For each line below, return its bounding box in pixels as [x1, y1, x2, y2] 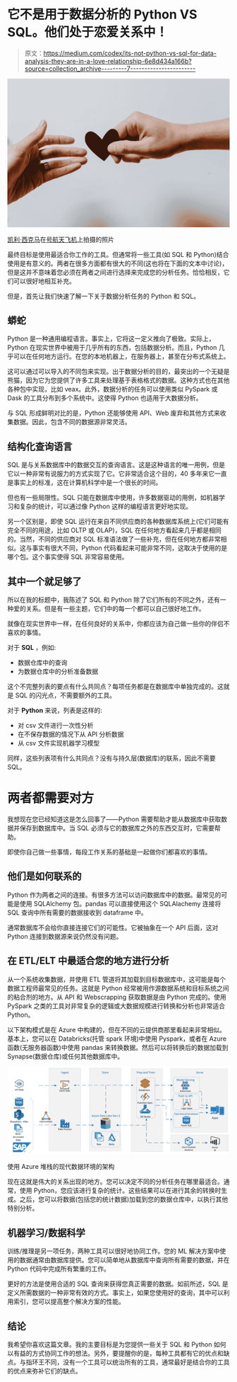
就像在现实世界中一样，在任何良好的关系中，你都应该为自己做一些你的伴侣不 [7, 619, 230, 628]
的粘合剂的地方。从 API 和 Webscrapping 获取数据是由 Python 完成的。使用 [7, 993, 227, 1001]
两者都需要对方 [7, 790, 95, 806]
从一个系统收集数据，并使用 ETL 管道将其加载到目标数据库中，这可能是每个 [7, 975, 226, 983]
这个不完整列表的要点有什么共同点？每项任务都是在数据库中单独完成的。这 [7, 683, 224, 691]
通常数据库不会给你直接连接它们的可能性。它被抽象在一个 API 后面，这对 [7, 923, 219, 932]
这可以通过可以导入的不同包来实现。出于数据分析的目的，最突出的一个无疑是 [7, 367, 230, 376]
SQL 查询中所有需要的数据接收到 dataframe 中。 [7, 908, 148, 917]
